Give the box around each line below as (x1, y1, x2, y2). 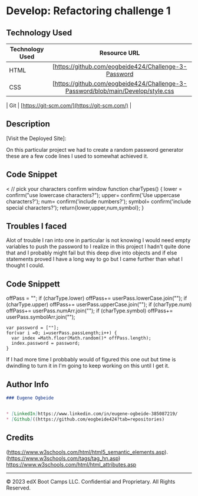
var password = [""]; (6, 325, 60, 331)
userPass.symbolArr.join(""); (6, 314, 75, 321)
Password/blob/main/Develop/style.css (65, 87, 174, 95)
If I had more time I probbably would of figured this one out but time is (6, 356, 176, 363)
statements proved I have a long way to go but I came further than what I (6, 256, 183, 263)
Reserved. (6, 484, 31, 491)
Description (6, 119, 50, 129)
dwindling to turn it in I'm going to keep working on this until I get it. (6, 362, 170, 370)
